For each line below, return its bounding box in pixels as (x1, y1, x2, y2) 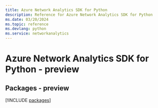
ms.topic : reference (5, 21, 49, 27)
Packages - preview (5, 84, 69, 92)
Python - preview (5, 64, 80, 75)
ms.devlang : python (5, 26, 47, 31)
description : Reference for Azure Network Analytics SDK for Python (5, 12, 153, 17)
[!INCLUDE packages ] (5, 97, 51, 103)
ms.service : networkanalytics (5, 31, 69, 36)
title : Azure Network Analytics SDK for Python (5, 7, 108, 13)
